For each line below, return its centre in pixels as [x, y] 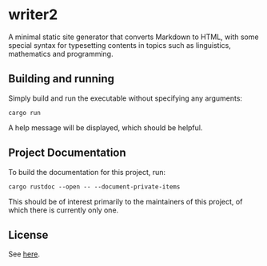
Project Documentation [67, 153]
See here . [24, 254]
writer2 [33, 15]
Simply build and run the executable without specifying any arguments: [125, 98]
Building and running [61, 79]
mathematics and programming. [61, 54]
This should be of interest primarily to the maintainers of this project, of [126, 201]
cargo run [25, 113]
